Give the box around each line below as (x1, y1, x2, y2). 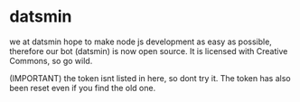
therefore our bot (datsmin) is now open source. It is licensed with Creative (9, 45, 288, 56)
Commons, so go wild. (9, 55, 93, 66)
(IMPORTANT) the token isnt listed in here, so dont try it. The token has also (9, 72, 291, 83)
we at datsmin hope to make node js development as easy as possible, (9, 36, 273, 47)
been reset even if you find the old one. (9, 82, 156, 93)
